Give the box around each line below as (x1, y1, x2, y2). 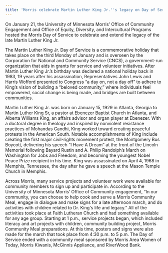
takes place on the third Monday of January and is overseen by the (5, 52, 143, 58)
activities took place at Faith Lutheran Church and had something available (5, 210, 159, 216)
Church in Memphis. (5, 168, 47, 174)
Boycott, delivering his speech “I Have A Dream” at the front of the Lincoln (5, 141, 158, 148)
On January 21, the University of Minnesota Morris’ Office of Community (5, 21, 154, 27)
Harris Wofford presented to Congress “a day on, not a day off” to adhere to (5, 79, 161, 85)
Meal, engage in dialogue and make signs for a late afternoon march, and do (5, 199, 162, 205)
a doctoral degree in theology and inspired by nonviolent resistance (5, 120, 144, 126)
